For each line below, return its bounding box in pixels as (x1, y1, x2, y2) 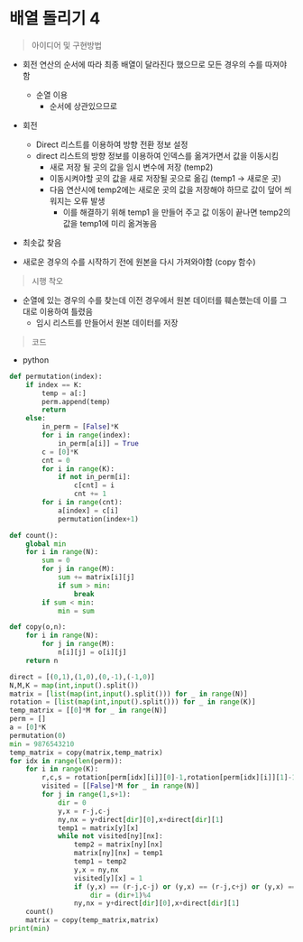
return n (25, 656, 59, 665)
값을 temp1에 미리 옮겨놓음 (62, 217, 158, 228)
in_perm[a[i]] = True (57, 439, 140, 448)
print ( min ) (9, 924, 50, 934)
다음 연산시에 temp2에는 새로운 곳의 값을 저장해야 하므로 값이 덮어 (49, 184, 282, 195)
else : (25, 414, 47, 423)
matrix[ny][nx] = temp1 (73, 849, 164, 858)
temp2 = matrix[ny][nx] (73, 840, 164, 849)
